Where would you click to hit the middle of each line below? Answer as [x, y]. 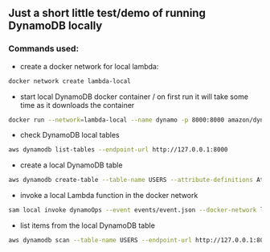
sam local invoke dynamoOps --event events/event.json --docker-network [133, 210]
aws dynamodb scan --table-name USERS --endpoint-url [100, 241]
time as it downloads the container [77, 105]
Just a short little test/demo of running [107, 13]
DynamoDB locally [55, 26]
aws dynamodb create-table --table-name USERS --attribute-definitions [131, 180]
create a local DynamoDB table [71, 165]
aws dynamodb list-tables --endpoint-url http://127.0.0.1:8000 [118, 150]
